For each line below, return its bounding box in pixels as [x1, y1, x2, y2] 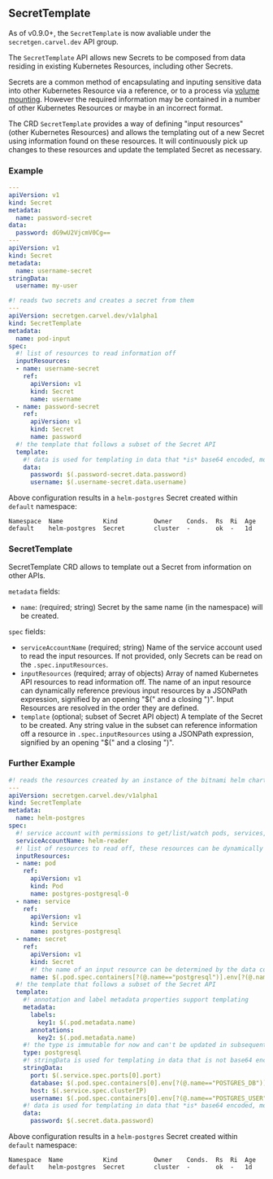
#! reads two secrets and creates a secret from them [8, 296, 195, 305]
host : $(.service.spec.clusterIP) [29, 1086, 148, 1094]
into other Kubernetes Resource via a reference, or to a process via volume [8, 85, 260, 95]
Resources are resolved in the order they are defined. [19, 703, 199, 712]
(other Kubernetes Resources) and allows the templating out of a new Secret [8, 127, 265, 137]
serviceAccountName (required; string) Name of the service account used [19, 642, 262, 652]
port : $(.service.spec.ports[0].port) [29, 1071, 162, 1080]
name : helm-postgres [15, 814, 85, 822]
